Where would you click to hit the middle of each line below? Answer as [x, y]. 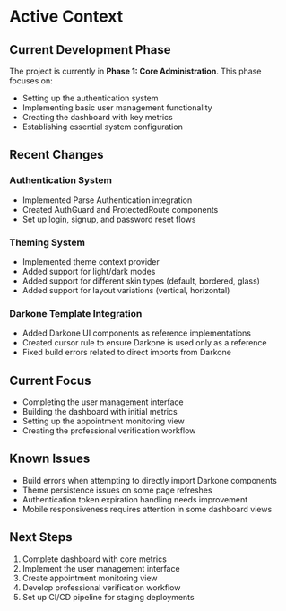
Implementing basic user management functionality [117, 108]
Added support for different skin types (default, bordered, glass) [141, 281]
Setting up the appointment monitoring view [104, 421]
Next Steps [41, 537]
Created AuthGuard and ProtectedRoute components [120, 209]
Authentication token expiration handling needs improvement [135, 499]
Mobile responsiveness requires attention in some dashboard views [147, 509]
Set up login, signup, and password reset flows [109, 219]
